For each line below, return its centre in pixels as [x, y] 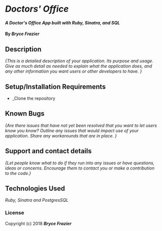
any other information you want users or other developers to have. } [74, 71]
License [15, 213]
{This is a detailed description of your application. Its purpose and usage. [79, 61]
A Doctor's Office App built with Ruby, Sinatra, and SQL [63, 22]
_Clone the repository [34, 98]
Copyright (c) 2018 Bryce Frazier [38, 223]
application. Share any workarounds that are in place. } [61, 135]
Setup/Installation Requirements [55, 87]
